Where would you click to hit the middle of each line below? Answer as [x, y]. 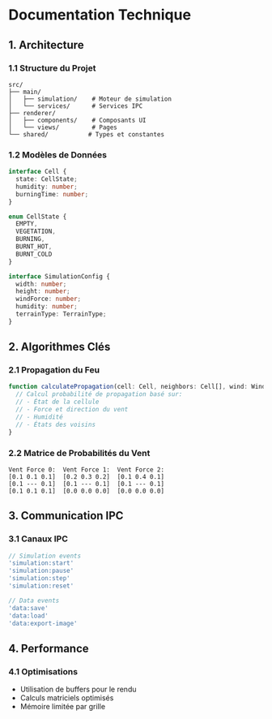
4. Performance [49, 648]
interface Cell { [38, 172]
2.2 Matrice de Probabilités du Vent [79, 453]
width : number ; [41, 284]
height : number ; [43, 291]
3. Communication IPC [66, 516]
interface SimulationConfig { [59, 276]
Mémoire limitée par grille [63, 707]
